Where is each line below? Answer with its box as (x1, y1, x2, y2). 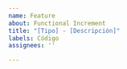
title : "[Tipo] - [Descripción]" (8, 26, 121, 34)
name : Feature (8, 11, 56, 20)
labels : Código (8, 34, 59, 43)
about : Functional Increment (8, 19, 106, 27)
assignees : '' (8, 42, 56, 50)
